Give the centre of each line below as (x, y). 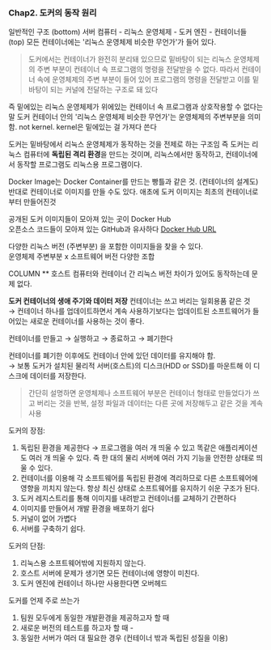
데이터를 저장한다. (58, 376)
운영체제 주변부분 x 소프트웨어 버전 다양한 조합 (82, 257)
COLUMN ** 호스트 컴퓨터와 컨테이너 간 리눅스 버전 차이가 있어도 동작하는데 (129, 274)
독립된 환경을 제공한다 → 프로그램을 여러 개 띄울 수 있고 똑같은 (118, 448)
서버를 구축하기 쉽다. (53, 529)
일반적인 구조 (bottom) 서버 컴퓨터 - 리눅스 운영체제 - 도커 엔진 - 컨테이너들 (128, 32)
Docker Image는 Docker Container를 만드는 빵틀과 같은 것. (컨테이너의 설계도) (133, 182)
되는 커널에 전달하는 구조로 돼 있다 (104, 90)
